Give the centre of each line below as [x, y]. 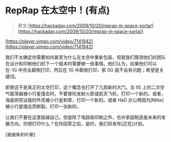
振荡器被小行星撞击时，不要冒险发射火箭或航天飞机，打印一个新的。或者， [88, 93]
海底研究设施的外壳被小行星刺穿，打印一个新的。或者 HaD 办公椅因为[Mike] [85, 100]
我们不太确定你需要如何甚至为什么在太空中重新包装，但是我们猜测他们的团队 [85, 57]
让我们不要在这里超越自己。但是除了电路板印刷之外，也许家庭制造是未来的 [83, 117]
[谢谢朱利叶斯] [20, 134]
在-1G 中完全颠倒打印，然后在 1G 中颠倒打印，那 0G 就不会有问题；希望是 [82, 70]
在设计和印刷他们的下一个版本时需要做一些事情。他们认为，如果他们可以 [81, 63]
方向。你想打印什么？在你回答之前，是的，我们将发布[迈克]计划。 [78, 124]
